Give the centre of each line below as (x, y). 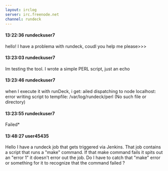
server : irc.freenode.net (32, 14)
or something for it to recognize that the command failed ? (65, 163)
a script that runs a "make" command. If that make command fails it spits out (84, 152)
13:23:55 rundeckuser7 (30, 113)
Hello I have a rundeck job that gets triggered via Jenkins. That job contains (83, 147)
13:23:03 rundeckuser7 (30, 57)
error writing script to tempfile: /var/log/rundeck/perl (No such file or (76, 96)
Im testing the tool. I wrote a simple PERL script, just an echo (67, 68)
